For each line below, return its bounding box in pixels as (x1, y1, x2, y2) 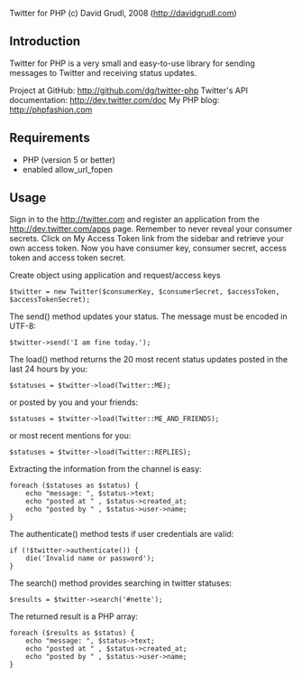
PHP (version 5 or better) (22, 154, 115, 165)
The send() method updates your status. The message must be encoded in (9, 311, 288, 322)
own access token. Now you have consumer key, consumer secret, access (9, 243, 287, 254)
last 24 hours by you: (9, 363, 88, 374)
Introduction (9, 33, 81, 49)
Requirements (9, 130, 90, 146)
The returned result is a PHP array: (9, 611, 138, 622)
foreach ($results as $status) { (9, 628, 135, 638)
